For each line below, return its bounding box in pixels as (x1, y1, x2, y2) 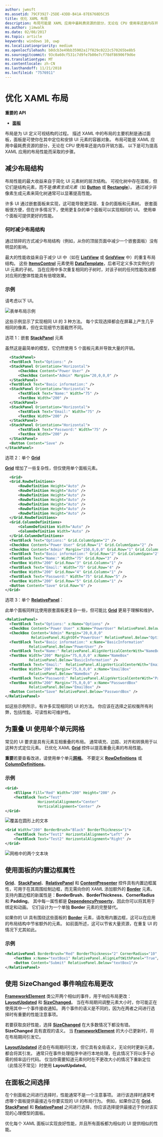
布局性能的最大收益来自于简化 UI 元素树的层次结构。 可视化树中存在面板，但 (5, 178, 158, 184)
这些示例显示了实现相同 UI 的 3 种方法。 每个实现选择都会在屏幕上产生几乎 (5, 319, 154, 325)
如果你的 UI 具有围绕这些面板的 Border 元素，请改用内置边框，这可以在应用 (5, 914, 156, 920)
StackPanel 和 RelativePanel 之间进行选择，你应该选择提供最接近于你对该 (5, 1104, 154, 1110)
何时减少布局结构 (5, 226, 45, 233)
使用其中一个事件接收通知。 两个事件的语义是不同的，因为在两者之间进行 (5, 1005, 151, 1011)
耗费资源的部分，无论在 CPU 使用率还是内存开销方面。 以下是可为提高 (17, 142, 158, 148)
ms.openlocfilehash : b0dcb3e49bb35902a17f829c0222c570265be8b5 (5, 48, 136, 52)
